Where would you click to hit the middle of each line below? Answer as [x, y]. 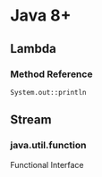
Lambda [33, 49]
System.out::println [49, 92]
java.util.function [48, 146]
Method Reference [51, 74]
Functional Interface [47, 164]
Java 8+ [41, 16]
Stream [31, 120]
